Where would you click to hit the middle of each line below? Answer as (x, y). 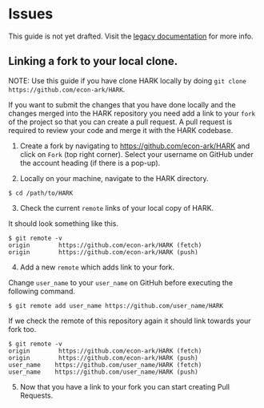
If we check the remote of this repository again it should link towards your (130, 321)
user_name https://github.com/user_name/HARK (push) (103, 372)
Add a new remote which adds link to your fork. (97, 267)
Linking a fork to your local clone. (93, 61)
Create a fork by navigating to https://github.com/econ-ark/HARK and (135, 146)
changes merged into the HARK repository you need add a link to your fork (132, 113)
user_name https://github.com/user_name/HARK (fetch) (105, 365)
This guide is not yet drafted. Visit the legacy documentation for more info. (131, 36)
